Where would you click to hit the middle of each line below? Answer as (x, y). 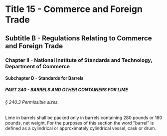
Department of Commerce (38, 66)
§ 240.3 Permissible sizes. (32, 102)
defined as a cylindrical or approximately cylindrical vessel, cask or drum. (81, 128)
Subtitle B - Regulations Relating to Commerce (79, 38)
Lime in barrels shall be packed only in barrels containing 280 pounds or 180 (84, 118)
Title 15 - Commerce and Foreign (74, 9)
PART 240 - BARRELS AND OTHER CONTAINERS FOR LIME (67, 89)
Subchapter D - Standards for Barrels (44, 78)
